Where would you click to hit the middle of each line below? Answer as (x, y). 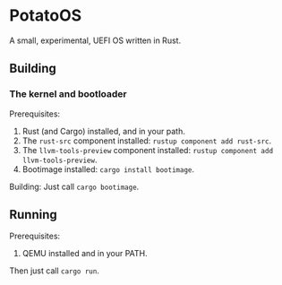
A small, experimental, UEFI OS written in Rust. (95, 40)
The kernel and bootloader (68, 94)
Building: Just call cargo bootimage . (74, 186)
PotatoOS (46, 16)
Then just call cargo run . (55, 271)
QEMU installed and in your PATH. (85, 254)
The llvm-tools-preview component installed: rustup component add (148, 150)
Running (34, 215)
